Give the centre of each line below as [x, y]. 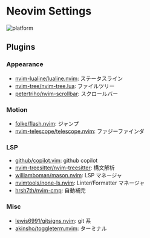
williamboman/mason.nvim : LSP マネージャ [68, 175]
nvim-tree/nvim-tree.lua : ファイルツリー [65, 86]
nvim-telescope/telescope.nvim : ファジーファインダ [80, 131]
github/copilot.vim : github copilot [56, 161]
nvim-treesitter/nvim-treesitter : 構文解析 [65, 168]
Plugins [21, 47]
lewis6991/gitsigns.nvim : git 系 [53, 220]
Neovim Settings [49, 11]
